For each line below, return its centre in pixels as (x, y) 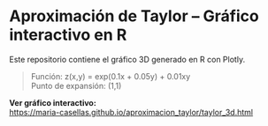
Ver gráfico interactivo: (53, 102)
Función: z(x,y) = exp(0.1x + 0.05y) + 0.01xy (111, 76)
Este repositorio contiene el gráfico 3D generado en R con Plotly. (127, 59)
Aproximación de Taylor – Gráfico (134, 16)
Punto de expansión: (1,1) (76, 85)
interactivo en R (68, 35)
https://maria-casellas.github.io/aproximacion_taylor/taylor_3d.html (131, 112)
